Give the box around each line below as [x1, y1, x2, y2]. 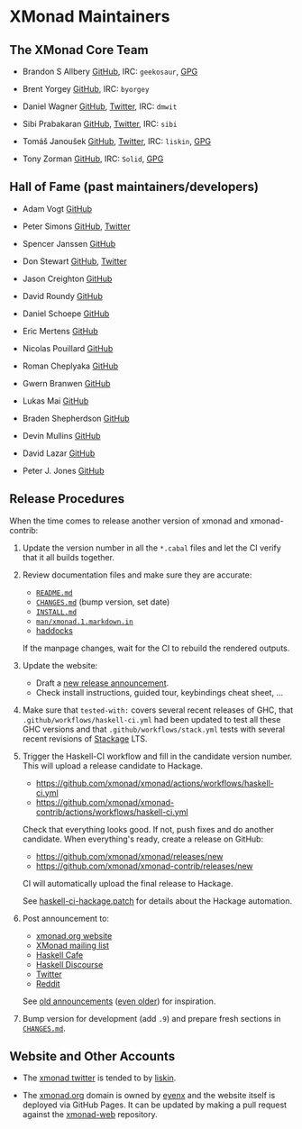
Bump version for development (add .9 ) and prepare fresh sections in [22, 1013, 281, 1024]
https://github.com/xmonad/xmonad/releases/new [35, 851, 224, 861]
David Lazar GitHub [22, 448, 96, 459]
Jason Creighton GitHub [22, 273, 113, 284]
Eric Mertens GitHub [22, 325, 99, 336]
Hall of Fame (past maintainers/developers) [9, 179, 260, 195]
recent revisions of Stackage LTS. [22, 733, 148, 744]
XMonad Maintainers [9, 6, 170, 27]
